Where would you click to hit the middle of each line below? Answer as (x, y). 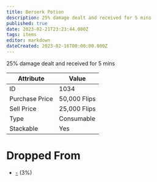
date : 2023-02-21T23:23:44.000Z (47, 29)
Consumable (77, 118)
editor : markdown (28, 40)
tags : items (21, 35)
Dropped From (43, 156)
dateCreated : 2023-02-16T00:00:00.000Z (57, 46)
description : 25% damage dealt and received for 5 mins (79, 18)
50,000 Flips (77, 98)
